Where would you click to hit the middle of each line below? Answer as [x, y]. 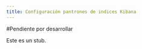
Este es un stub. [26, 40]
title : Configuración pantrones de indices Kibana [71, 12]
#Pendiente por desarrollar [40, 29]
